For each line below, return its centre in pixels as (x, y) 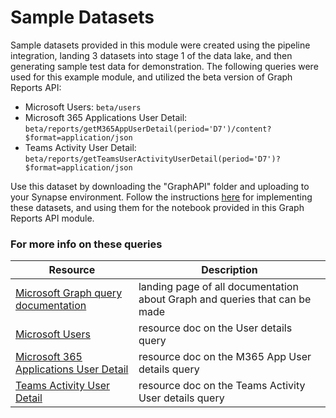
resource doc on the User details (215, 328)
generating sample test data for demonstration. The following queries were (164, 66)
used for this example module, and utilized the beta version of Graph (151, 77)
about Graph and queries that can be (225, 299)
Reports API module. (52, 218)
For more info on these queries (86, 244)
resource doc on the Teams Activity (222, 386)
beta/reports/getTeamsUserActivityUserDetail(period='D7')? (152, 159)
